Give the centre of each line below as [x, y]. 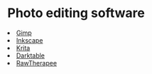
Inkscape [30, 40]
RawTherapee [37, 63]
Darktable [31, 55]
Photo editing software [76, 13]
